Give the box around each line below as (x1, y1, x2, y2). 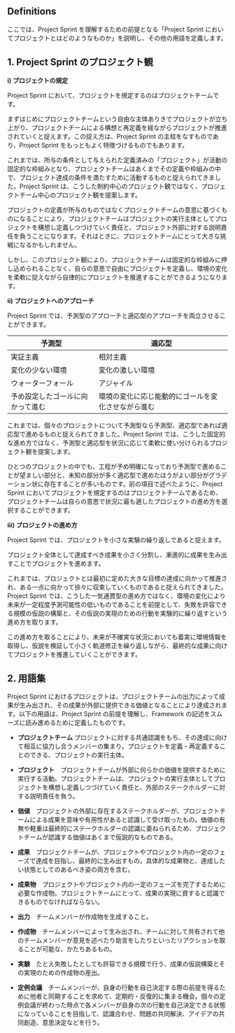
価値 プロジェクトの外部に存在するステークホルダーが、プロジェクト (17, 807, 220, 815)
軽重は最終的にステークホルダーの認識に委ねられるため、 (29, 825, 196, 833)
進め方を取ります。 (7, 618, 62, 626)
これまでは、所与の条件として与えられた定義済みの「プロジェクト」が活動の (7, 155, 228, 164)
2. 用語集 (7, 673, 46, 685)
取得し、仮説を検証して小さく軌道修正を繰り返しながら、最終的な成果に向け (7, 641, 228, 650)
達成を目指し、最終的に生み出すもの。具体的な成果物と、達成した (36, 857, 226, 865)
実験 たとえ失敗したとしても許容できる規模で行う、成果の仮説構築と (17, 960, 219, 968)
